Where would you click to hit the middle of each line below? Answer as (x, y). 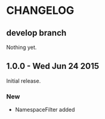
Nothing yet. (22, 47)
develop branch (37, 33)
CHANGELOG (40, 11)
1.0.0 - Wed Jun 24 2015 (53, 66)
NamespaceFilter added (45, 110)
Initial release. (24, 81)
